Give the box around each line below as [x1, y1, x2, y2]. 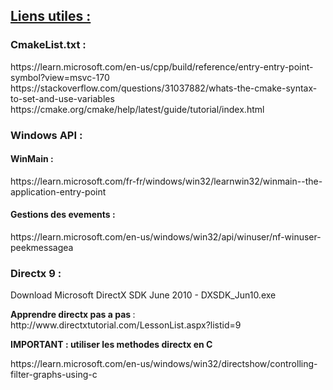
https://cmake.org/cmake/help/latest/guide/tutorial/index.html [10, 103, 265, 115]
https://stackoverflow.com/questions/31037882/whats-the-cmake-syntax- [10, 82, 318, 94]
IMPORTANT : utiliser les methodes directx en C [10, 339, 213, 351]
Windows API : [10, 128, 83, 142]
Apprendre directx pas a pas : [10, 309, 136, 321]
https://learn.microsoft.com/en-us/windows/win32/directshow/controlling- [10, 358, 318, 370]
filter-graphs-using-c [10, 369, 98, 381]
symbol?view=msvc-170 [10, 71, 110, 83]
